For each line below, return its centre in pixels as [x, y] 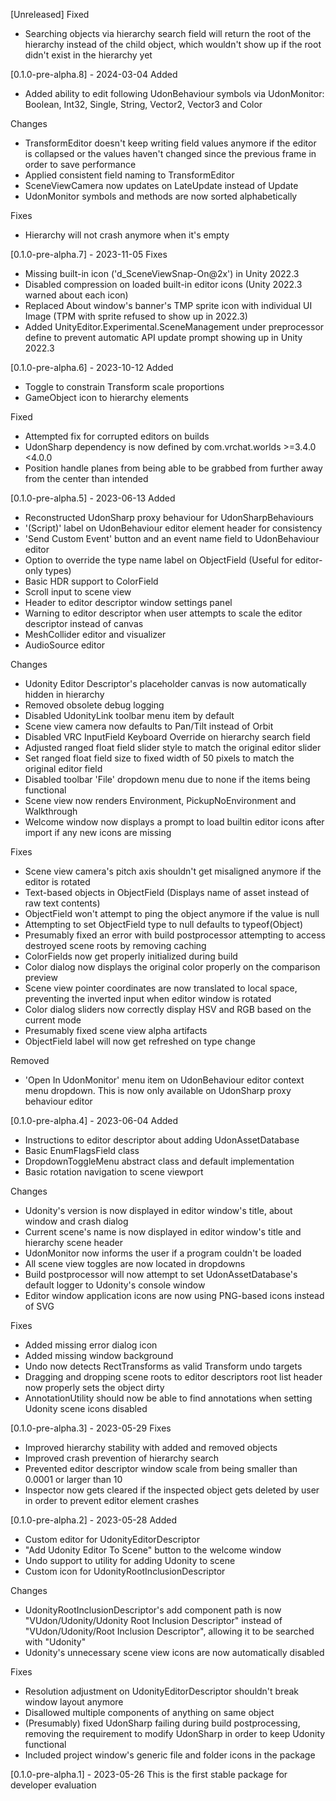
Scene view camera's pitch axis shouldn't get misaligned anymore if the [173, 871]
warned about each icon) [76, 295]
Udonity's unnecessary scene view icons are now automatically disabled [174, 1652]
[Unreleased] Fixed [50, 14]
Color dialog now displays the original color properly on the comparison [172, 967]
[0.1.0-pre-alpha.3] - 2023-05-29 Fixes [91, 1428]
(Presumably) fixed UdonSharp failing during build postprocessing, [162, 1723]
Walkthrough [51, 811]
